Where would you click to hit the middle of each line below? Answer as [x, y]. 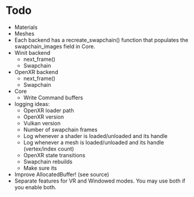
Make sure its [40, 168]
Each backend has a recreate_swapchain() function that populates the [101, 40]
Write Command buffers [53, 98]
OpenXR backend [36, 72]
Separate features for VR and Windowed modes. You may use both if [100, 181]
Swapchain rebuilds [48, 161]
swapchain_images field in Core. [55, 46]
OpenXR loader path [48, 110]
